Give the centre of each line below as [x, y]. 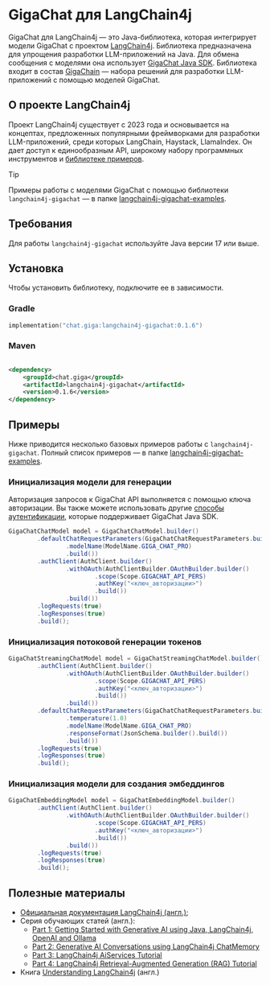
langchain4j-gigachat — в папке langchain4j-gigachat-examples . [117, 198]
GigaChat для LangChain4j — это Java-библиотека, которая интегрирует [133, 37]
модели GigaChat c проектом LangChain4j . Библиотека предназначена [130, 45]
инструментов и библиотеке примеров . [76, 159]
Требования [40, 224]
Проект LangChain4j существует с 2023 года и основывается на [119, 124]
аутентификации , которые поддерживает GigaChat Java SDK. [113, 517]
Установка [36, 268]
